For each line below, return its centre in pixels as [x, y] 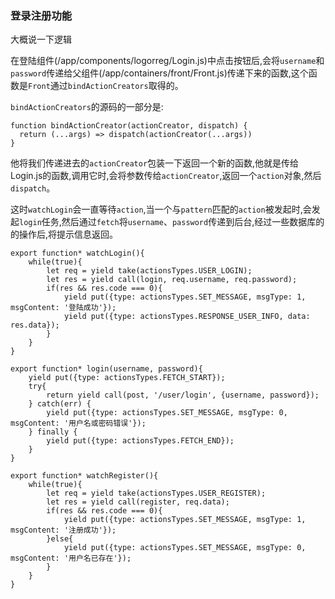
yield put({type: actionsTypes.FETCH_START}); [127, 378]
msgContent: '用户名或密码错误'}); [78, 423]
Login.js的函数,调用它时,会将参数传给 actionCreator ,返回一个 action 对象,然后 [166, 176]
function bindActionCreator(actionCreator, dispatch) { [129, 126]
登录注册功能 [41, 15]
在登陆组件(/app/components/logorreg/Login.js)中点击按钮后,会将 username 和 [167, 61]
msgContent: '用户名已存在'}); [71, 558]
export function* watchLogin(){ [77, 253]
